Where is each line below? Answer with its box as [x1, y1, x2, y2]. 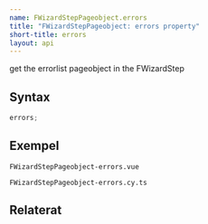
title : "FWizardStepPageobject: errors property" [9, 22, 201, 31]
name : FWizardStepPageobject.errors [9, 13, 147, 23]
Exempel [9, 138, 60, 154]
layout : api [9, 38, 54, 48]
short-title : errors [9, 30, 88, 39]
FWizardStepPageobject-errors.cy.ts [9, 178, 147, 187]
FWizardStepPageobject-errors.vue [9, 162, 140, 172]
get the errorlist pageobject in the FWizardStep [9, 63, 185, 74]
